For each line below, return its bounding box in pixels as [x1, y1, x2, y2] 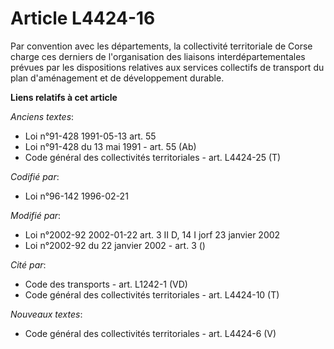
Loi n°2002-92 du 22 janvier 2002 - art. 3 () [24, 239, 206, 251]
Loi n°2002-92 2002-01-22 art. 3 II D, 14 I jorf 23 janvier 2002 [24, 228, 281, 241]
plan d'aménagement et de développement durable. [10, 72, 225, 84]
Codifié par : [10, 170, 60, 182]
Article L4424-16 [10, 7, 156, 30]
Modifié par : [10, 209, 62, 221]
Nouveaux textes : [10, 308, 83, 320]
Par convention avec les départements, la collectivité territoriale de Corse [10, 40, 313, 52]
